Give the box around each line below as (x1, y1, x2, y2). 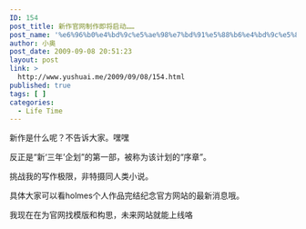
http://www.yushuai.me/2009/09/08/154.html (17, 73, 185, 82)
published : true (9, 81, 71, 90)
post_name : (9, 30, 51, 39)
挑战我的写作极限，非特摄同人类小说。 (9, 171, 153, 182)
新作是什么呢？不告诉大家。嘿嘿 (9, 133, 129, 144)
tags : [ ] (9, 89, 47, 98)
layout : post (9, 55, 59, 65)
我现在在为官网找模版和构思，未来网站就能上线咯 (9, 210, 193, 221)
